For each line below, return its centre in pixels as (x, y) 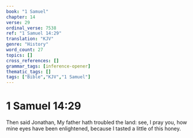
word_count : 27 (25, 50)
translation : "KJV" (30, 39)
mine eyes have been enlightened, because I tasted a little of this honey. (94, 129)
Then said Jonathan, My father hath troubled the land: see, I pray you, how (96, 122)
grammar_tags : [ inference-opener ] (49, 66)
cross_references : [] (33, 60)
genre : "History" (27, 45)
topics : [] (19, 55)
